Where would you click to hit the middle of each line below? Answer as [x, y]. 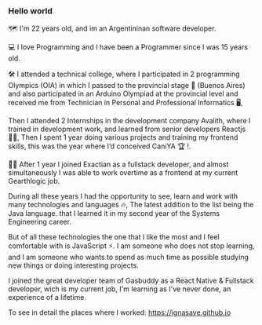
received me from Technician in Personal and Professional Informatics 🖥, [126, 103]
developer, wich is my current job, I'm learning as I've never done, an [120, 289]
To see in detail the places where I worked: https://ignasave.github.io [120, 312]
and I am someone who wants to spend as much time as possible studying [129, 257]
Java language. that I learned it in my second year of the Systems [114, 214]
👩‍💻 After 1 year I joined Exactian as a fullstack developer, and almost [118, 164]
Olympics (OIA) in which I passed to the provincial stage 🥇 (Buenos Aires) [127, 86]
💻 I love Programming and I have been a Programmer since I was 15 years [128, 47]
